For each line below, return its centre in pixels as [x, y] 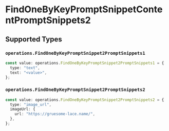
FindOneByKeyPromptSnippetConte [84, 9]
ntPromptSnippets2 [48, 20]
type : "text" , [25, 68]
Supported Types [34, 39]
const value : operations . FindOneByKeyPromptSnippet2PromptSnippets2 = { [85, 100]
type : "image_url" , [31, 104]
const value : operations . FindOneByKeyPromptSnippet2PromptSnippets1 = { [85, 63]
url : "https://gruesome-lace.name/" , [55, 114]
